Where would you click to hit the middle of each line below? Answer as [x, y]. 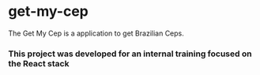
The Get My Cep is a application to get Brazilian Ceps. [96, 33]
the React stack [39, 63]
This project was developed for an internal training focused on [130, 54]
